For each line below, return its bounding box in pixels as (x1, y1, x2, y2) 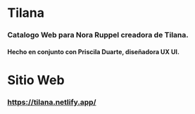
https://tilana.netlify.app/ (7, 97, 96, 107)
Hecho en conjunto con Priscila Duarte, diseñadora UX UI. (7, 47, 180, 56)
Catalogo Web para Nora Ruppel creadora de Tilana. (7, 30, 189, 40)
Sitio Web (7, 72, 65, 88)
